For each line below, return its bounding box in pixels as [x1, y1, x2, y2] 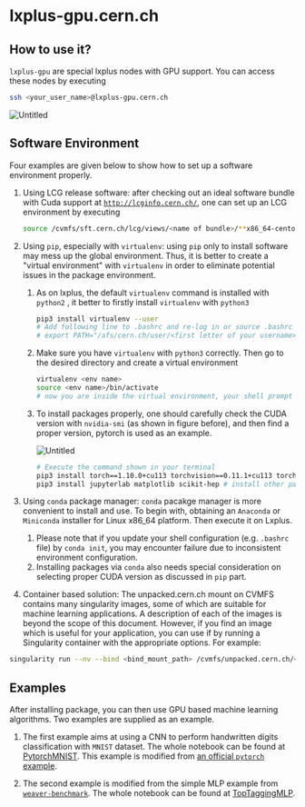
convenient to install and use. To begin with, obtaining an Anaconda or [22, 505, 281, 516]
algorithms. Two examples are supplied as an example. [9, 714, 215, 725]
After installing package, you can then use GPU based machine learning [9, 704, 279, 715]
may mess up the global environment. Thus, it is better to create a [22, 250, 270, 261]
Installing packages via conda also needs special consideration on [35, 562, 281, 573]
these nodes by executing [9, 75, 106, 86]
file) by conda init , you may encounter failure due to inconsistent [35, 543, 281, 553]
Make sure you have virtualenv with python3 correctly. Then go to [35, 347, 284, 359]
